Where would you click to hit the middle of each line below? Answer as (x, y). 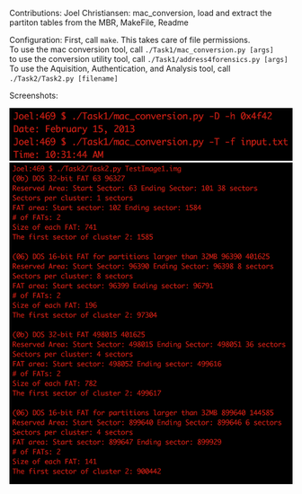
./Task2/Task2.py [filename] (64, 79)
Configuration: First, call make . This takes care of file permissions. (130, 40)
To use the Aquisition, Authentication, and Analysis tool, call (120, 68)
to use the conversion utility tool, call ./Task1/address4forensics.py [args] (149, 59)
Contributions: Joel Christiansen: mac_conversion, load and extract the (141, 13)
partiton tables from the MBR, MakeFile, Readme (99, 22)
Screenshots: (34, 95)
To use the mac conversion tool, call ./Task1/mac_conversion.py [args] (142, 49)
